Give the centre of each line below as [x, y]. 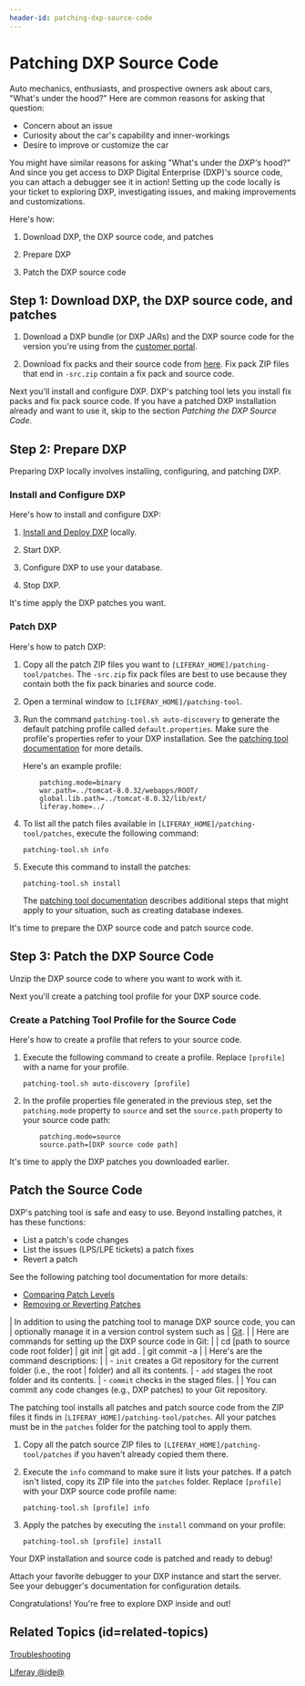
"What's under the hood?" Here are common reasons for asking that [137, 98]
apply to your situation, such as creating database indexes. [133, 910]
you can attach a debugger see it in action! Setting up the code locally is [145, 182]
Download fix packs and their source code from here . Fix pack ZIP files [156, 364]
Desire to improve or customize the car [96, 145]
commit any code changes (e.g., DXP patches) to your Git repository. [138, 1389]
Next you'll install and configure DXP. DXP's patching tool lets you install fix [151, 391]
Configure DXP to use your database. [92, 567]
